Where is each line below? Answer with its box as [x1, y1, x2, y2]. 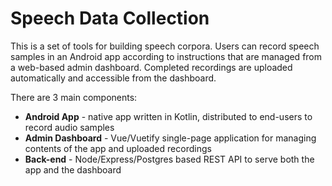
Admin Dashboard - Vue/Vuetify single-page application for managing [24, 132, 317, 144]
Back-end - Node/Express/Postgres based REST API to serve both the [24, 153, 315, 165]
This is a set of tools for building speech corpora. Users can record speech [10, 40, 320, 52]
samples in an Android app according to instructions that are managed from [10, 50, 323, 62]
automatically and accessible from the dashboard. [10, 72, 217, 84]
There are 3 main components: [10, 91, 138, 103]
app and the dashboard [24, 163, 122, 176]
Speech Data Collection [10, 7, 210, 30]
